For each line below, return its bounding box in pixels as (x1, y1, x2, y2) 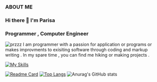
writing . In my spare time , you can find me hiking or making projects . (5, 52, 150, 58)
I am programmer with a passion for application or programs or (22, 41, 152, 48)
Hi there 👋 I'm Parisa (5, 16, 55, 23)
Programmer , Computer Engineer (5, 30, 89, 37)
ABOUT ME (5, 3, 33, 10)
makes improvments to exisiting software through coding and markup (5, 47, 148, 53)
